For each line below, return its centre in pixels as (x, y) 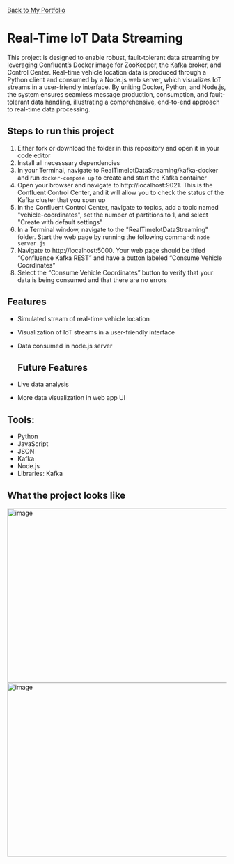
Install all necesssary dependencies (69, 162)
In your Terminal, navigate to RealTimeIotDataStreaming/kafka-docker (118, 170)
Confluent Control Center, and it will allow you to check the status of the (120, 192)
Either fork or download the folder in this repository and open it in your (118, 148)
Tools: (21, 420)
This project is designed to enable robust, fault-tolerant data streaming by (113, 57)
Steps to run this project (61, 131)
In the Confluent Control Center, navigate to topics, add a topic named (118, 207)
